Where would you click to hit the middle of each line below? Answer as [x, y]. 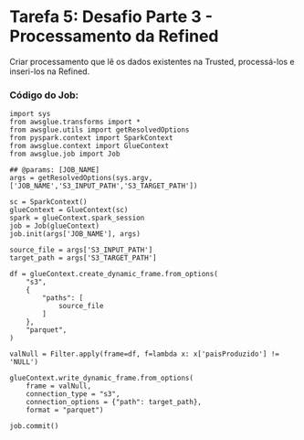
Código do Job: [44, 95]
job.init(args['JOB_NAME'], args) [75, 234]
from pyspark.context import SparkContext [91, 138]
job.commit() [34, 426]
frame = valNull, [59, 386]
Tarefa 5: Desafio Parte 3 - [111, 17]
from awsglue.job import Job [65, 154]
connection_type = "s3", [73, 394]
